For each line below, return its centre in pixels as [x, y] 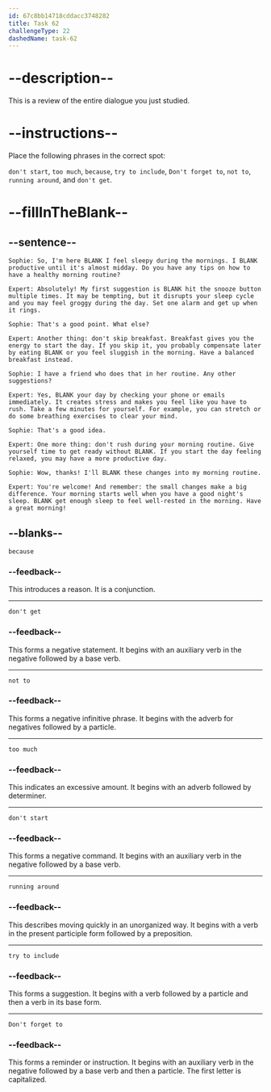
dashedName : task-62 [43, 38]
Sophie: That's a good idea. [57, 430]
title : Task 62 [34, 23]
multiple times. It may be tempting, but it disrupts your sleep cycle [131, 296]
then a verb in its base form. [55, 1002]
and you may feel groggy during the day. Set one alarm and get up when [133, 304]
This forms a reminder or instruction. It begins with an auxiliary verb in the [131, 1062]
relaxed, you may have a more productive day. [88, 459]
